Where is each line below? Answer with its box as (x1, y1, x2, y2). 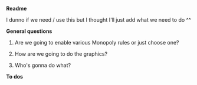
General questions (6, 28, 52, 35)
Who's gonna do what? (14, 62, 71, 69)
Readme (6, 5, 27, 12)
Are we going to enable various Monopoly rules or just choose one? (14, 39, 179, 46)
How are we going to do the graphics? (14, 50, 108, 57)
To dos (6, 73, 24, 80)
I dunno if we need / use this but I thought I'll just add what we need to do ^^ (6, 16, 192, 23)
